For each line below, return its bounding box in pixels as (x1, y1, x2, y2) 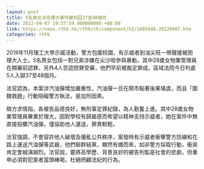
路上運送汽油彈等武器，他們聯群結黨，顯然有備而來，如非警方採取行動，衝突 (6, 141, 198, 148)
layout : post (6, 9, 39, 15)
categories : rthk (6, 32, 50, 38)
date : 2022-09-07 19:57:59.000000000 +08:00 (6, 20, 121, 26)
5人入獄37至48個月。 (6, 72, 60, 79)
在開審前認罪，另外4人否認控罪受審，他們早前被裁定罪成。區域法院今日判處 (6, 64, 196, 72)
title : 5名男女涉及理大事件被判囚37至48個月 (6, 15, 107, 21)
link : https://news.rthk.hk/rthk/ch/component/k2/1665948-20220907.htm (6, 26, 191, 32)
